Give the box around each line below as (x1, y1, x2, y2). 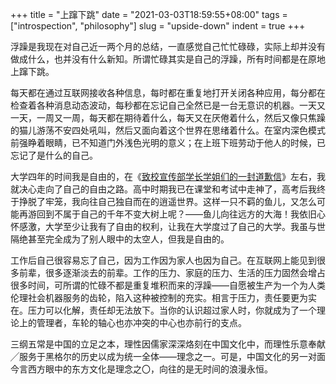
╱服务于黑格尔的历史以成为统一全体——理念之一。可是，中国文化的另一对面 (10, 351, 326, 362)
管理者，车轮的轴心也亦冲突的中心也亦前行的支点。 (36, 317, 247, 328)
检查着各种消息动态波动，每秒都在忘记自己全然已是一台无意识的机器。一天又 (10, 99, 326, 111)
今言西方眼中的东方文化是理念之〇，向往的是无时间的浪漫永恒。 (10, 363, 273, 375)
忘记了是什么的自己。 (10, 149, 98, 161)
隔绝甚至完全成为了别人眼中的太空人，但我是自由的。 (10, 233, 230, 245)
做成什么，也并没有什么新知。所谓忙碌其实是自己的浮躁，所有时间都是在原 (10, 53, 317, 65)
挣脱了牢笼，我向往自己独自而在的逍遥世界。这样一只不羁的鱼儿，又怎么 (18, 196, 317, 207)
